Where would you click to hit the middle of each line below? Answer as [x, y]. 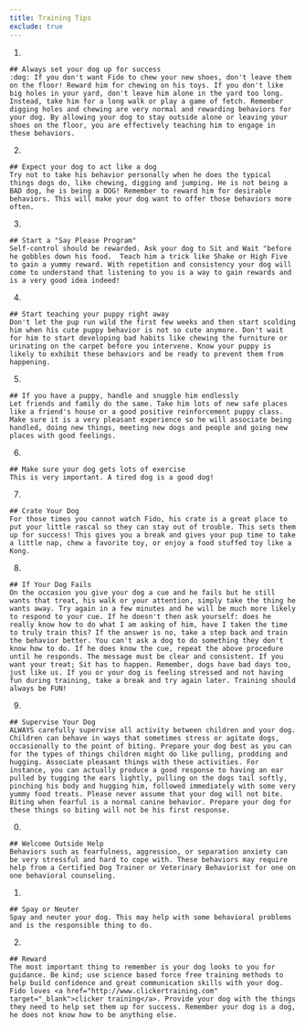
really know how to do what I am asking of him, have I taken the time [148, 625]
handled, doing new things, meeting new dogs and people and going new [148, 427]
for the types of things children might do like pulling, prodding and [148, 754]
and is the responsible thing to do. [81, 925]
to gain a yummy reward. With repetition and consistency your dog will [151, 264]
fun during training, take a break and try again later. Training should [153, 680]
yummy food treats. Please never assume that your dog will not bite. [147, 794]
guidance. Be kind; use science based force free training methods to [147, 975]
